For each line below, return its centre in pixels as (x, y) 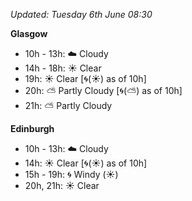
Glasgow (29, 33)
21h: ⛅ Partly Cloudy (68, 105)
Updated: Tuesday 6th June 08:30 (81, 14)
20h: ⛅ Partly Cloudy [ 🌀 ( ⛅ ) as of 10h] (103, 90)
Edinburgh (32, 128)
